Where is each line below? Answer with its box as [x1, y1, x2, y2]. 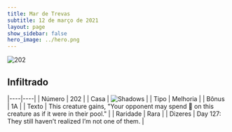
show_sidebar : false [7, 29, 68, 37]
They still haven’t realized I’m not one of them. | [7, 117, 145, 125]
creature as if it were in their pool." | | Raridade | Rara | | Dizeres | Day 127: [7, 110, 221, 118]
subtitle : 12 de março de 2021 [7, 17, 99, 24]
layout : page [7, 23, 46, 30]
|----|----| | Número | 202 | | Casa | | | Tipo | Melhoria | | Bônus [7, 94, 226, 103]
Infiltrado [7, 76, 49, 88]
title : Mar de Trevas [7, 10, 71, 18]
